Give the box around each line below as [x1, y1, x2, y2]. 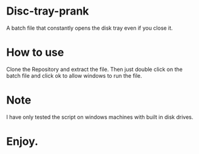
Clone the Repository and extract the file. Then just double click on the [6, 65, 183, 73]
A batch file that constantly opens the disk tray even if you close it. [6, 24, 173, 32]
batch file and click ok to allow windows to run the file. [6, 72, 143, 79]
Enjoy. [6, 135, 38, 148]
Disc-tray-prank [6, 4, 89, 18]
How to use [6, 45, 64, 59]
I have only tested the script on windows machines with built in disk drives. [6, 113, 194, 121]
